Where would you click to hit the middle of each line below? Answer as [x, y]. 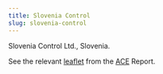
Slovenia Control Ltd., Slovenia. [59, 45]
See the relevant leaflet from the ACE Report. [82, 61]
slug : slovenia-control [48, 23]
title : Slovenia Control [49, 16]
